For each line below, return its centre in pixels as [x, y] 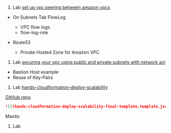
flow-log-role [34, 32]
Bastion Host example [36, 72]
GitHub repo [18, 97]
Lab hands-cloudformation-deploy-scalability [60, 87]
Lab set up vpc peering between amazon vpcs [61, 7]
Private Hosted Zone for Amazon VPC [60, 52]
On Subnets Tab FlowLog [39, 17]
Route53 [21, 42]
